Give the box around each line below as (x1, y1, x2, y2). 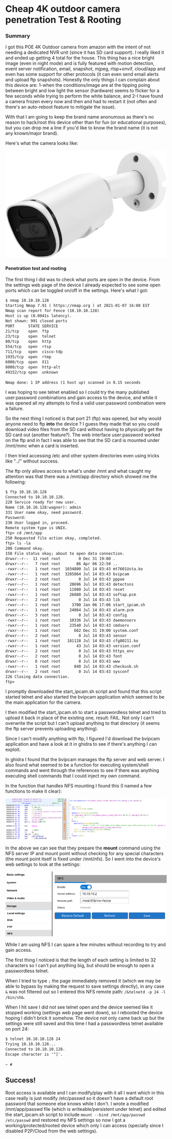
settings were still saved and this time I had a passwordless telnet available (5, 1020, 163, 1027)
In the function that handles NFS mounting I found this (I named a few (5, 783, 152, 789)
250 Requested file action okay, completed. (5, 536, 102, 541)
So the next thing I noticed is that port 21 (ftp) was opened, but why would (5, 415, 162, 421)
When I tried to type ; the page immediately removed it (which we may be (5, 977, 161, 983)
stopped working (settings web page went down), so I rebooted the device (5, 1009, 163, 1015)
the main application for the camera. (5, 699, 82, 706)
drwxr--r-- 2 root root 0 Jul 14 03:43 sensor (5, 633, 127, 639)
